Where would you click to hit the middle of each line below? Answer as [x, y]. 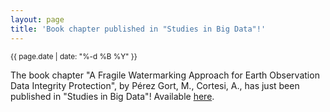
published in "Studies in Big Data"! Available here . [112, 96]
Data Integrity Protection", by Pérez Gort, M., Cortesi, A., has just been [155, 85]
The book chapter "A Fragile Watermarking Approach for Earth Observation [165, 75]
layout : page [37, 19]
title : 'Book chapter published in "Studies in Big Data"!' [138, 29]
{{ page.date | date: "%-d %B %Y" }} [74, 56]
